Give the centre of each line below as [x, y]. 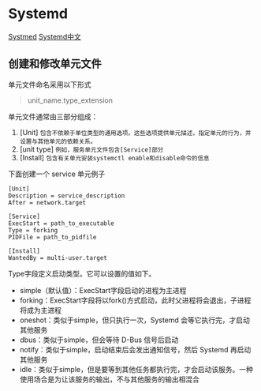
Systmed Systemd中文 [45, 36]
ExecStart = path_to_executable [61, 223]
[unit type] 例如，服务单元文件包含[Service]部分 [91, 149]
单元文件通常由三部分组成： [53, 116]
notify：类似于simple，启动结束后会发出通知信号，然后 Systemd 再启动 [135, 349]
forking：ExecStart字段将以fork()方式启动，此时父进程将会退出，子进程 [135, 300]
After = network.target [47, 202]
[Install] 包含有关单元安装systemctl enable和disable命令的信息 [114, 157]
